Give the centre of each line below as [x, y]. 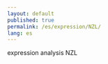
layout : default [31, 14]
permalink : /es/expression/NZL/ [54, 26]
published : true [31, 20]
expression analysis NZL [43, 53]
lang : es [20, 33]
